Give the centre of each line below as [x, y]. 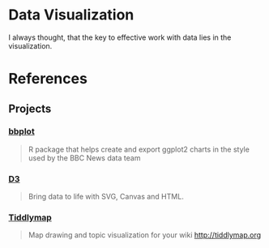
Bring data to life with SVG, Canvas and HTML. [106, 197]
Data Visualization [71, 15]
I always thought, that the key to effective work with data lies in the [120, 37]
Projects [30, 108]
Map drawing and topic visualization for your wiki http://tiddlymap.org [145, 235]
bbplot [21, 131]
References [48, 79]
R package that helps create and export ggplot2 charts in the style [139, 149]
